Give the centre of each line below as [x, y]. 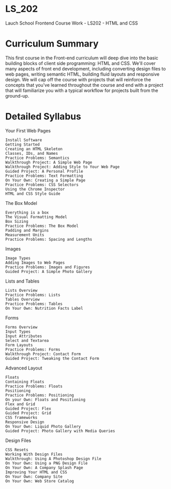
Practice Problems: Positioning [40, 395]
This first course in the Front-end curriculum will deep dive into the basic [82, 58]
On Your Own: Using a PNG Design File [46, 463]
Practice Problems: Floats [34, 386]
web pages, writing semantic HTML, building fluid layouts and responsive [82, 74]
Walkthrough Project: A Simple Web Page [49, 162]
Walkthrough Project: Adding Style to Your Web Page [63, 167]
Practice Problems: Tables [34, 304]
